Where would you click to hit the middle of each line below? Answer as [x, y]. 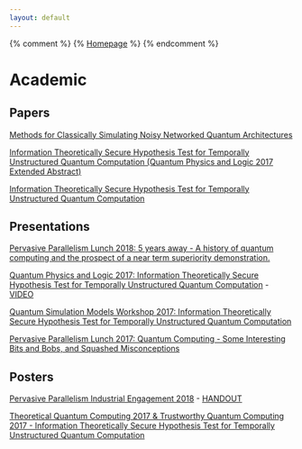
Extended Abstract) [46, 171]
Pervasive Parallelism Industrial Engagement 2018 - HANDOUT [126, 399]
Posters [32, 376]
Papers [30, 113]
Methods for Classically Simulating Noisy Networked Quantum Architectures [151, 134]
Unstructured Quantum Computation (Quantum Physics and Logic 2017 [141, 161]
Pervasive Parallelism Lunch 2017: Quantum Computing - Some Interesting [147, 339]
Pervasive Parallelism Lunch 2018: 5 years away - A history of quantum [142, 248]
